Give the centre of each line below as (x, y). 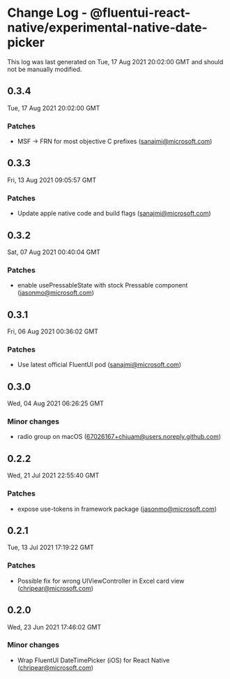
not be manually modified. (45, 69)
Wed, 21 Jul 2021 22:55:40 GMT (53, 475)
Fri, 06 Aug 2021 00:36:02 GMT (53, 331)
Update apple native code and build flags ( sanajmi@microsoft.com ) (114, 214)
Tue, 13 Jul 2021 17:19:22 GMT (51, 547)
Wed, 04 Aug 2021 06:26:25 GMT (56, 403)
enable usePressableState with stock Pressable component (102, 285)
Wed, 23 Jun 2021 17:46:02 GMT (54, 627)
